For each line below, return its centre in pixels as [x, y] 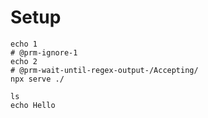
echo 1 [24, 44]
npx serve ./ [37, 79]
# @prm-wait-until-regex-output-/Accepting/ [104, 70]
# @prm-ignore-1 [44, 52]
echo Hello [33, 105]
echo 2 [24, 61]
